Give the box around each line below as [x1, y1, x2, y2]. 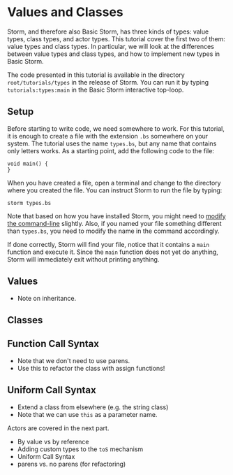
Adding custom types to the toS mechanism [17, 445, 144, 453]
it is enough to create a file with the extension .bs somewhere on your [7, 132, 209, 140]
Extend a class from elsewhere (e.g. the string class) [17, 403, 169, 411]
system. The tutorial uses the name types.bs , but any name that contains [7, 139, 217, 148]
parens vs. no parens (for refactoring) [17, 460, 126, 468]
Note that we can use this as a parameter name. [17, 410, 158, 418]
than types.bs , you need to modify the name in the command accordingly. [7, 227, 220, 235]
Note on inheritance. [17, 294, 77, 302]
